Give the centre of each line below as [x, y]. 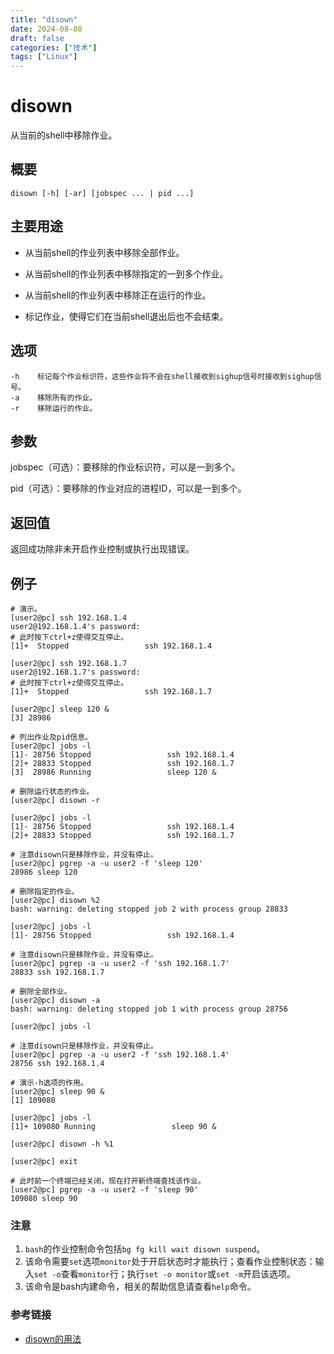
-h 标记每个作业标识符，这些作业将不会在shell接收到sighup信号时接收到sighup [162, 376]
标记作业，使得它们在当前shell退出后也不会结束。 [126, 316]
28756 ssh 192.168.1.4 [57, 1063]
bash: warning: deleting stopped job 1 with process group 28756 [149, 1009]
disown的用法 [53, 1338]
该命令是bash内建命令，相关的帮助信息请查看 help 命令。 [140, 1287]
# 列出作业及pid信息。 [51, 737]
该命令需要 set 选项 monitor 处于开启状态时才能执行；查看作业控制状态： [170, 1262]
